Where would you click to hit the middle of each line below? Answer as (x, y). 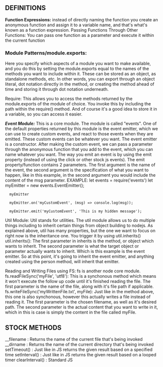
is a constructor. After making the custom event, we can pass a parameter (79, 144)
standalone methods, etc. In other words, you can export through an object (80, 79)
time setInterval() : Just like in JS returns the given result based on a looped (81, 354)
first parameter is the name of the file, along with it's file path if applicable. (79, 286)
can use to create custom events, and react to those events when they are (79, 134)
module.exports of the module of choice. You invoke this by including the (78, 104)
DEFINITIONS (25, 8)
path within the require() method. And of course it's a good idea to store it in (81, 109)
